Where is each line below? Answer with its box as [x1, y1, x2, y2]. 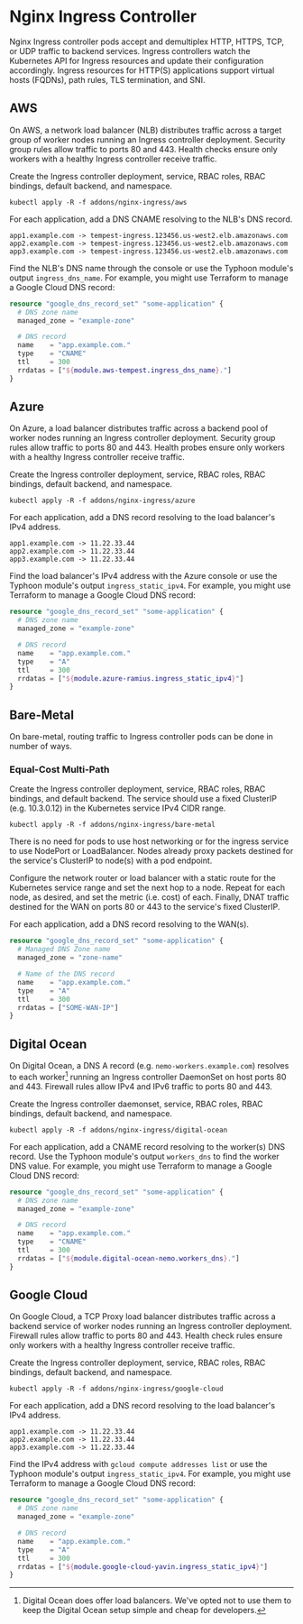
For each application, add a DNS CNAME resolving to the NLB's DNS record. [9, 214, 293, 225]
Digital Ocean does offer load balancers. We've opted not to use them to [22, 1595, 291, 1606]
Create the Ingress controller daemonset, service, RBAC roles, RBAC [9, 1098, 263, 1109]
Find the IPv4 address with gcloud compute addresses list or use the [9, 1459, 268, 1470]
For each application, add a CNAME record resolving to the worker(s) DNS [9, 1141, 286, 1151]
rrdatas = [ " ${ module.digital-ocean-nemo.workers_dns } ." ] [17, 1253, 241, 1263]
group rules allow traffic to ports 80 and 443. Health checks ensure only [9, 143, 278, 154]
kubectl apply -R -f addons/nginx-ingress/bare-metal [9, 821, 216, 830]
